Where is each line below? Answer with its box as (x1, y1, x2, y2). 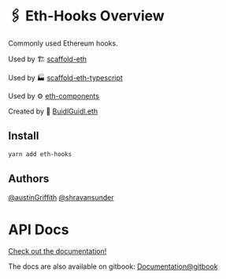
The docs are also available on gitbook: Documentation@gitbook (8, 262, 218, 271)
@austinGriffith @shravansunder (8, 193, 114, 203)
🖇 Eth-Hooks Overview (8, 7, 165, 25)
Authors (8, 172, 50, 186)
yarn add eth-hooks (8, 150, 72, 158)
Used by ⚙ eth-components (8, 91, 100, 100)
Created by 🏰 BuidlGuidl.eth (8, 106, 98, 116)
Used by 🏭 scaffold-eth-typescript (8, 73, 124, 82)
